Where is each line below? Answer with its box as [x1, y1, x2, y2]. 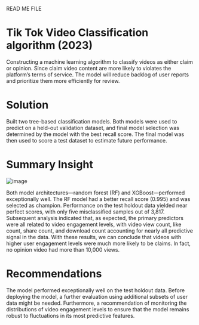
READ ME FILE [6, 5, 42, 12]
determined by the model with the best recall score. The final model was [6, 131, 185, 138]
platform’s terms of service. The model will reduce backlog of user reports [6, 71, 189, 78]
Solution [6, 98, 49, 112]
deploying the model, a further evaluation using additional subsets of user [6, 293, 188, 300]
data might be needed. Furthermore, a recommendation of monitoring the [6, 299, 187, 307]
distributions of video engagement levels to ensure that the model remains [6, 305, 189, 312]
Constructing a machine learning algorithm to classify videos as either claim [6, 58, 193, 65]
